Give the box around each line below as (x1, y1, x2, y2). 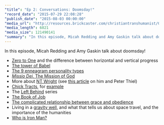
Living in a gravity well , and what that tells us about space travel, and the (11, 104, 159, 110)
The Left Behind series (11, 89, 58, 95)
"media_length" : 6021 (4, 25, 49, 30)
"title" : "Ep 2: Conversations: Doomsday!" (4, 7, 95, 12)
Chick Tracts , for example (11, 83, 64, 89)
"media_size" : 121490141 (4, 30, 55, 35)
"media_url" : (4, 21, 31, 26)
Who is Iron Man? (11, 115, 47, 121)
